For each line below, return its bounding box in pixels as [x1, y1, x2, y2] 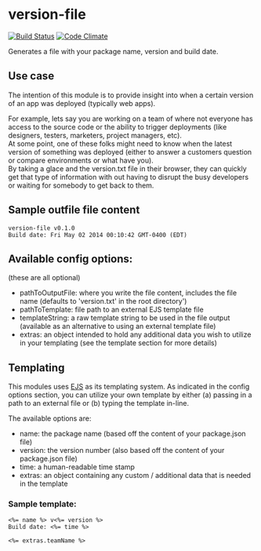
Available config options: [8, 252, 133, 265]
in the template [19, 479, 68, 488]
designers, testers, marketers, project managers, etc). [8, 130, 183, 140]
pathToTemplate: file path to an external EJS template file [19, 305, 204, 315]
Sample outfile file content [8, 203, 140, 217]
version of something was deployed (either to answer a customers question [8, 147, 252, 156]
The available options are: [8, 414, 92, 423]
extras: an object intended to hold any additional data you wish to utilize [19, 330, 252, 339]
